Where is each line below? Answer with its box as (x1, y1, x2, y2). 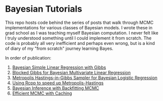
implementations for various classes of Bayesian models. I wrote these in (5, 24, 153, 30)
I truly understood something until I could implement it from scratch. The (5, 35, 152, 41)
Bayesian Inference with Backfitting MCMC (12, 85, 99, 91)
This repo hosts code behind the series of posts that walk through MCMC (5, 20, 154, 25)
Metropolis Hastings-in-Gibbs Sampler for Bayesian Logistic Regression (12, 75, 158, 81)
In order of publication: (5, 55, 52, 61)
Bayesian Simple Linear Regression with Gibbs (12, 64, 107, 70)
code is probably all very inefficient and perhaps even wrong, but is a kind (5, 40, 155, 46)
